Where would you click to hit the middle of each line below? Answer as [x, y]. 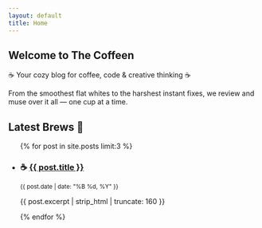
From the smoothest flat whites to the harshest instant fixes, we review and [131, 93]
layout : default [35, 16]
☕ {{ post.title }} [52, 167]
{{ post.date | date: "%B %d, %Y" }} [69, 187]
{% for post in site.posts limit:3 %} [76, 146]
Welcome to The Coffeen [71, 55]
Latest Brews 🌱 [46, 127]
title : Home [28, 23]
